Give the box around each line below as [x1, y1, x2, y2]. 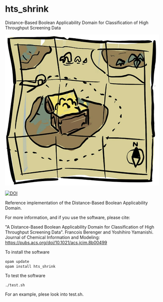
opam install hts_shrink [5, 264, 56, 269]
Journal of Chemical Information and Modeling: [5, 234, 100, 240]
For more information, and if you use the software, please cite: [5, 214, 130, 220]
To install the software [5, 249, 50, 255]
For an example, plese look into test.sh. [5, 291, 84, 297]
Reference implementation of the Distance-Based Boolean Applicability [5, 200, 148, 206]
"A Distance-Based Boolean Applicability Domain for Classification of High [5, 224, 155, 230]
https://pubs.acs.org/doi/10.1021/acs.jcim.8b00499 [5, 239, 107, 245]
